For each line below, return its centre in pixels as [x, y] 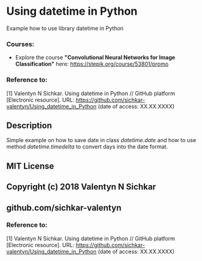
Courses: [21, 44]
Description [29, 125]
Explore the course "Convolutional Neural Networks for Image [95, 58]
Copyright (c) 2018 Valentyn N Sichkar [81, 187]
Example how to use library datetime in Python [65, 28]
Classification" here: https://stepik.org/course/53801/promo [92, 64]
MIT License [30, 166]
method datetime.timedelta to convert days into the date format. [87, 147]
